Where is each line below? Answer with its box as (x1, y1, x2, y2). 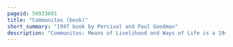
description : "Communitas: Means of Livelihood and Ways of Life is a (7, 29, 216, 37)
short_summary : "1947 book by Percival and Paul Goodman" (7, 23, 178, 30)
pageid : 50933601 (7, 10, 58, 17)
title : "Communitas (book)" (7, 17, 89, 23)
